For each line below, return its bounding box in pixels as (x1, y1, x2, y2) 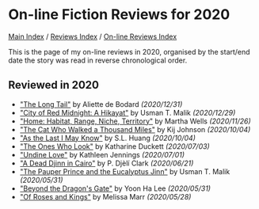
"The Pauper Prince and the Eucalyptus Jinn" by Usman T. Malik (19, 166, 230, 176)
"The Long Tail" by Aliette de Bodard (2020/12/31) (19, 99, 183, 108)
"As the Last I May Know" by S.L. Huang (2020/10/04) (19, 133, 196, 142)
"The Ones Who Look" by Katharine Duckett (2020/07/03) (19, 141, 210, 151)
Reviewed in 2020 (8, 78, 99, 92)
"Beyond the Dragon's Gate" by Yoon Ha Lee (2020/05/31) (19, 184, 211, 193)
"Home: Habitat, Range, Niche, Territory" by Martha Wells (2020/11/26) (19, 116, 251, 126)
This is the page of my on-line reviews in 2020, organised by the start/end (8, 47, 251, 56)
